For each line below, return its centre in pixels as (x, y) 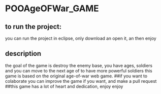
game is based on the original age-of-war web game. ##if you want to (76, 76)
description (23, 54)
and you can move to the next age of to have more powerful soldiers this (79, 70)
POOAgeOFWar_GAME (52, 9)
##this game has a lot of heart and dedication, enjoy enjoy (64, 86)
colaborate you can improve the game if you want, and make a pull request (81, 81)
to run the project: (33, 27)
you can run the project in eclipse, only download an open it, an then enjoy (81, 38)
